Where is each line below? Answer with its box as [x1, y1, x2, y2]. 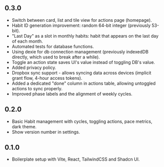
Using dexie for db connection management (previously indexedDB [11, 49, 149, 55]
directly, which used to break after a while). [11, 54, 100, 60]
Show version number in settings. [11, 129, 80, 135]
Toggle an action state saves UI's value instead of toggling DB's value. [11, 59, 155, 65]
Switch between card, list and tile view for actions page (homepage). [11, 17, 152, 23]
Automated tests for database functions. [11, 43, 94, 49]
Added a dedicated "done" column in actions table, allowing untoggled [11, 80, 156, 86]
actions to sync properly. [11, 85, 63, 91]
